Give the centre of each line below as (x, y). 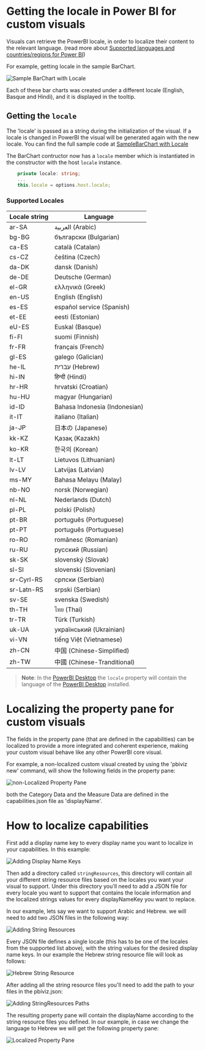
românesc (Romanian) (86, 539)
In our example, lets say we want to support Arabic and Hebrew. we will (96, 911)
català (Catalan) (77, 247)
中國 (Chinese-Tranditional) (95, 662)
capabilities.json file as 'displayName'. (54, 801)
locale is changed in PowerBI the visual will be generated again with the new (102, 137)
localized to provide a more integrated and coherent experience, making (97, 745)
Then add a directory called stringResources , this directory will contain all (99, 873)
